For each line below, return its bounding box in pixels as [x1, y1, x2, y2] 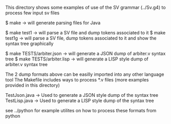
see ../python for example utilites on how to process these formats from [5, 108, 157, 113]
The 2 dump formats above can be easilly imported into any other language [5, 71, 164, 77]
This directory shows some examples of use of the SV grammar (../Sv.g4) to [5, 5, 166, 10]
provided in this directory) [5, 82, 60, 88]
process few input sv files [5, 10, 60, 16]
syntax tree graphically [5, 40, 54, 47]
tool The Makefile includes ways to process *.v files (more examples [5, 77, 149, 82]
